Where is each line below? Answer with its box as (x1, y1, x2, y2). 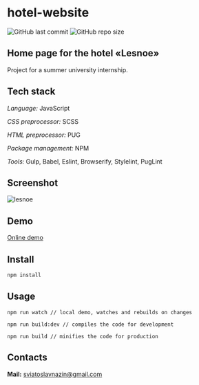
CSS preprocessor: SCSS (7, 117, 79, 125)
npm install (7, 272, 41, 278)
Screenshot (7, 177, 59, 188)
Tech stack (7, 86, 56, 98)
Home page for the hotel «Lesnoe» (7, 47, 160, 59)
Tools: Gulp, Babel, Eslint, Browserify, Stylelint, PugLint (7, 157, 163, 166)
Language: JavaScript (7, 104, 70, 112)
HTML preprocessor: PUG (7, 131, 81, 139)
